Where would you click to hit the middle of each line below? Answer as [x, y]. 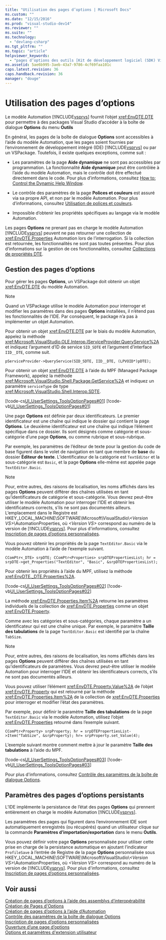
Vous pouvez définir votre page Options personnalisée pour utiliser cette [80, 842]
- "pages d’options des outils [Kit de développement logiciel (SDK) [83, 60]
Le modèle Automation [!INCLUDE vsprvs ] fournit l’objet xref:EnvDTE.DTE [79, 117]
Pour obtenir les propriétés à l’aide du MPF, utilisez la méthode [69, 571]
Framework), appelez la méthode [39, 376]
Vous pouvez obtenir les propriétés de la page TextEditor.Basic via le [76, 543]
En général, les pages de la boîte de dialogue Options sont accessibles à [79, 137]
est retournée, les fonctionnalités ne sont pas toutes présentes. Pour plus [80, 243]
